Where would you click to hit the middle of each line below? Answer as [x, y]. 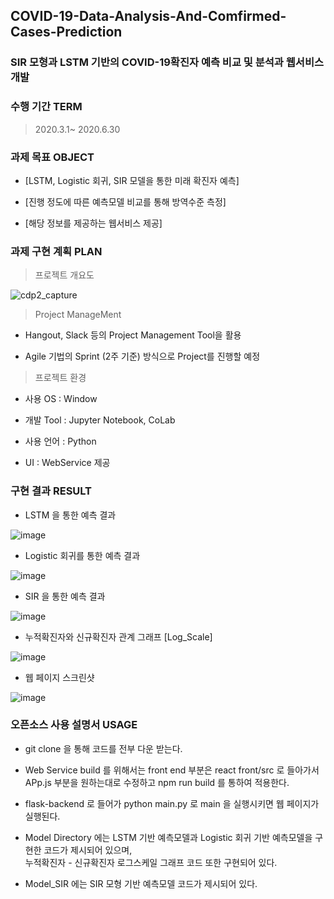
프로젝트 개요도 [64, 275]
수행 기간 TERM [46, 107]
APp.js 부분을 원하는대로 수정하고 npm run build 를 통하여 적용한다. [157, 782]
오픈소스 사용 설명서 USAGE [74, 725]
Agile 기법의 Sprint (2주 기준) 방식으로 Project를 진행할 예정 [142, 356]
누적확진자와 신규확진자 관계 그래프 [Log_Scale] [118, 636]
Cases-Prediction [66, 32]
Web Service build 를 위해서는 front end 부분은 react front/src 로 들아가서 [172, 770]
